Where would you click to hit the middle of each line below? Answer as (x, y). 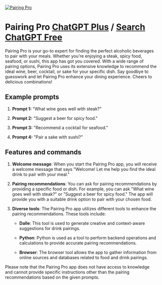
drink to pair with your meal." (41, 174)
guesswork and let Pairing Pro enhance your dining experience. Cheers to (79, 76)
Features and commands (43, 152)
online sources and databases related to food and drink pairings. (84, 257)
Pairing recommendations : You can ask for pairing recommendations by (84, 184)
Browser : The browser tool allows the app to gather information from (88, 252)
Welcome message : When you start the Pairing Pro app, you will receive (84, 164)
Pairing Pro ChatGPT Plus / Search (75, 27)
